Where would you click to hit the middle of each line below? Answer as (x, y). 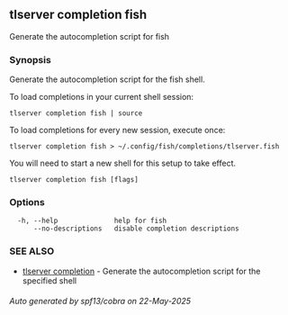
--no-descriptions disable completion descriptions (136, 229)
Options (27, 202)
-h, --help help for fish (92, 221)
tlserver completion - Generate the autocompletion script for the (141, 271)
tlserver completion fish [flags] (74, 180)
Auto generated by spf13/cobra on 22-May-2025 (100, 301)
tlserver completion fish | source (76, 113)
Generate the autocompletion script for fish (89, 36)
